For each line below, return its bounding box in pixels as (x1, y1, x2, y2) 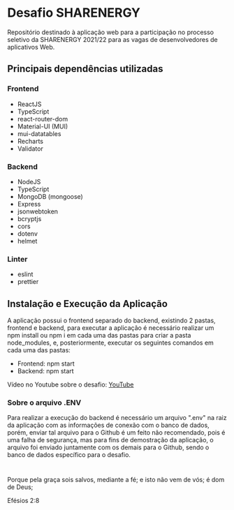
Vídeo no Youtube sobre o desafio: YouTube (7, 380, 134, 389)
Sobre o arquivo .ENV (7, 398, 82, 407)
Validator (17, 144, 43, 153)
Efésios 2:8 (7, 496, 40, 504)
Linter (7, 254, 28, 264)
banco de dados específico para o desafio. (7, 451, 131, 459)
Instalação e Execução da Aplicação (7, 298, 168, 310)
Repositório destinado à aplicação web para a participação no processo (7, 28, 214, 36)
